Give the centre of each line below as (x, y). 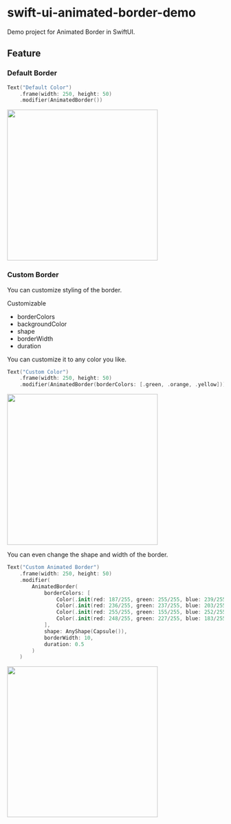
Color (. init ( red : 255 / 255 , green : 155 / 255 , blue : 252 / (136, 612)
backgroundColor (42, 324)
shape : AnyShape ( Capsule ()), (86, 631)
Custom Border (33, 275)
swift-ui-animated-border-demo (102, 13)
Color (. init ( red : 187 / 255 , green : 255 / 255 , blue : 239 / (136, 599)
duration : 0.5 (64, 644)
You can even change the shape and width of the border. (88, 555)
